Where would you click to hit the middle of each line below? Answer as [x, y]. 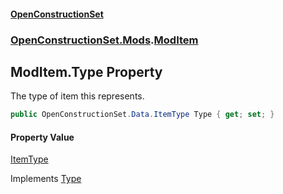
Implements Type [46, 179]
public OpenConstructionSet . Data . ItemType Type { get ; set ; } [142, 115]
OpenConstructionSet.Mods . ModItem [104, 40]
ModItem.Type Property [86, 71]
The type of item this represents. [77, 96]
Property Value [42, 137]
